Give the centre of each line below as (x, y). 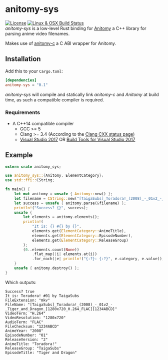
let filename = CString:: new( (46, 198)
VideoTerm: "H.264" (25, 313)
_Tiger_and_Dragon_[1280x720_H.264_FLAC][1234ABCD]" (61, 309)
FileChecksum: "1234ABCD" (32, 326)
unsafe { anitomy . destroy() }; (47, 268)
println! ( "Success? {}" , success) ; (51, 208)
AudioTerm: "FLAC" (24, 322)
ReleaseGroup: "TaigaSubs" (33, 348)
